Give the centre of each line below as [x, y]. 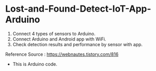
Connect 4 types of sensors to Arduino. [54, 33]
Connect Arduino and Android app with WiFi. [59, 39]
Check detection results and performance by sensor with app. [77, 44]
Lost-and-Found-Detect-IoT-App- [78, 9]
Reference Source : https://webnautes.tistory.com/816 [62, 54]
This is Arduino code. [35, 64]
